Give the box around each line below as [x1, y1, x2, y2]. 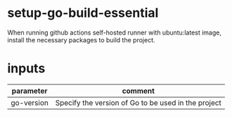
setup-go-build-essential [7, 5, 159, 21]
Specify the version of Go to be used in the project [55, 97, 221, 107]
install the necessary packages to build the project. [7, 35, 155, 44]
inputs [7, 61, 46, 77]
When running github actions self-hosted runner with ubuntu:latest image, [7, 28, 221, 37]
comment [122, 86, 155, 96]
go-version [11, 97, 49, 107]
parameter [11, 86, 48, 96]
